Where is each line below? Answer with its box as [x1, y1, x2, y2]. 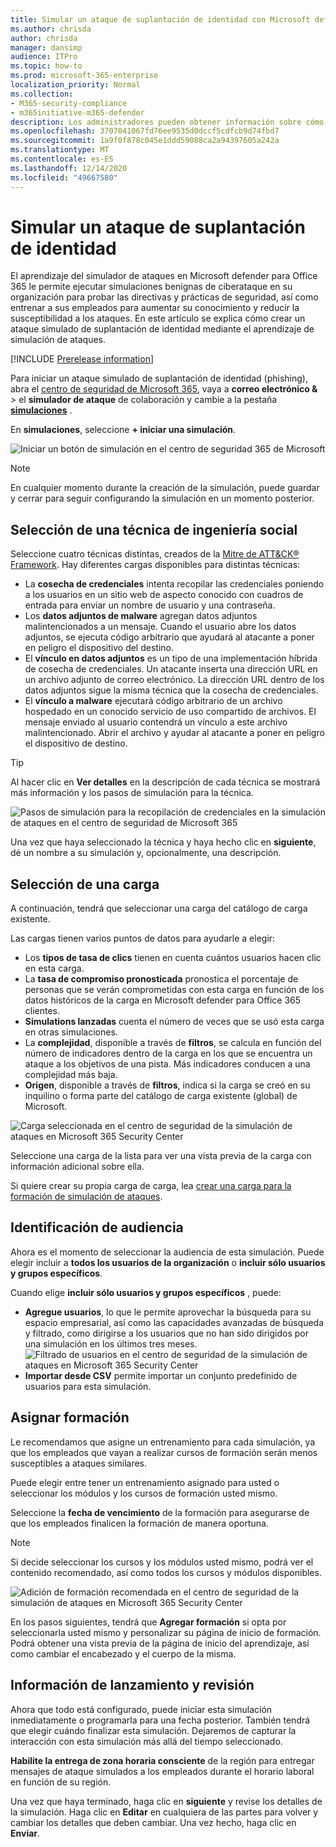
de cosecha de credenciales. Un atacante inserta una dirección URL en [24, 663, 318, 675]
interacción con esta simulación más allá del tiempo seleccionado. [10, 1735, 283, 1747]
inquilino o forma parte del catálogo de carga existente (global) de [24, 1090, 298, 1102]
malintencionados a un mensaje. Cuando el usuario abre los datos [24, 621, 297, 633]
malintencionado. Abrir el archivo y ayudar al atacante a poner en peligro [24, 727, 325, 739]
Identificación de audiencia [10, 1219, 184, 1236]
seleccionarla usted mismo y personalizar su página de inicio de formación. [10, 1626, 322, 1638]
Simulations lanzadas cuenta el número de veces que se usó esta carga [24, 1016, 325, 1028]
